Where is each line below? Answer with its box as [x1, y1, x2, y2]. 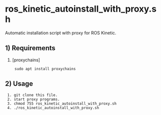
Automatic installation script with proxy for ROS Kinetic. [5, 30, 117, 36]
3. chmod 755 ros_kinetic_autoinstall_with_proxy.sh [7, 101, 117, 106]
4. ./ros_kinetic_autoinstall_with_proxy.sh [7, 105, 99, 110]
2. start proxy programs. [7, 96, 60, 102]
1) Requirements [5, 44, 56, 52]
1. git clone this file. [7, 93, 58, 97]
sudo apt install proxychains [14, 66, 76, 71]
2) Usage [5, 79, 33, 88]
